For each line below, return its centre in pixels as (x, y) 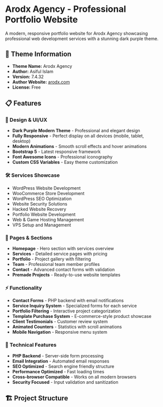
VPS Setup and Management (42, 225)
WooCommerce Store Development (48, 193)
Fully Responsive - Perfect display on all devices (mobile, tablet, (78, 136)
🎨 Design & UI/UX (26, 120)
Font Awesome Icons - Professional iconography (62, 157)
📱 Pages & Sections (29, 238)
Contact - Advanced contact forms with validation (63, 270)
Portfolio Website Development (44, 214)
